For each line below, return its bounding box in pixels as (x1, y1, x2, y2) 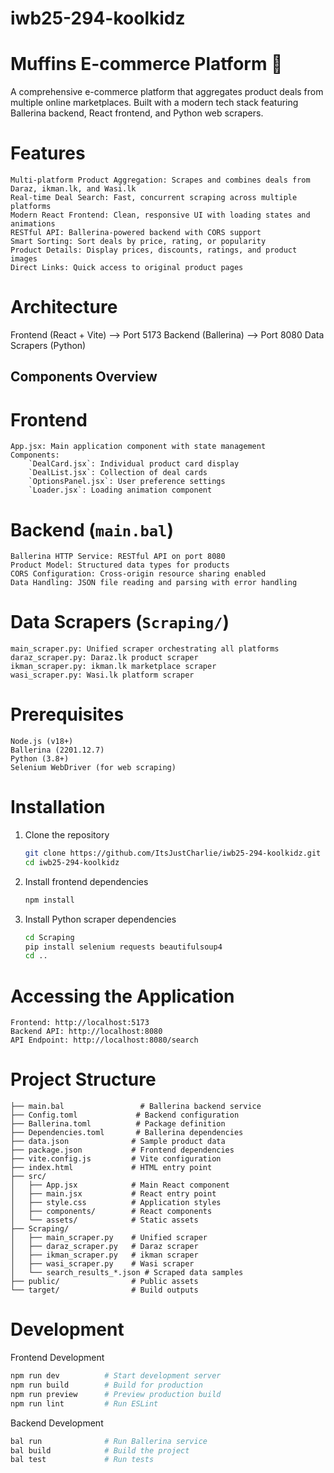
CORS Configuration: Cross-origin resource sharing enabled (10, 569, 267, 579)
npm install (24, 895, 75, 905)
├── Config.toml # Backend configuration (10, 1110, 240, 1121)
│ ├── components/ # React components (10, 1207, 213, 1217)
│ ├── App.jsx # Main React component (10, 1180, 230, 1191)
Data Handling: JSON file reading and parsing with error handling (10, 578, 298, 588)
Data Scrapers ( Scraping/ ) (10, 611, 230, 634)
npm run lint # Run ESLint (10, 1398, 159, 1409)
